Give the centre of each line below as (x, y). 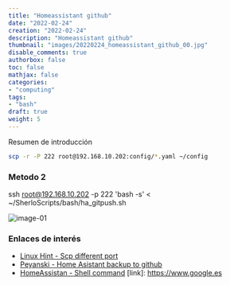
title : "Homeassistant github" (60, 16)
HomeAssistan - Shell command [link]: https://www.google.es (121, 273)
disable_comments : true (48, 53)
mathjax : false (33, 75)
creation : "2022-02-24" (48, 30)
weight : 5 (25, 119)
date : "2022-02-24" (41, 23)
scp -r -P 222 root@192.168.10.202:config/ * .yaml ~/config (108, 156)
